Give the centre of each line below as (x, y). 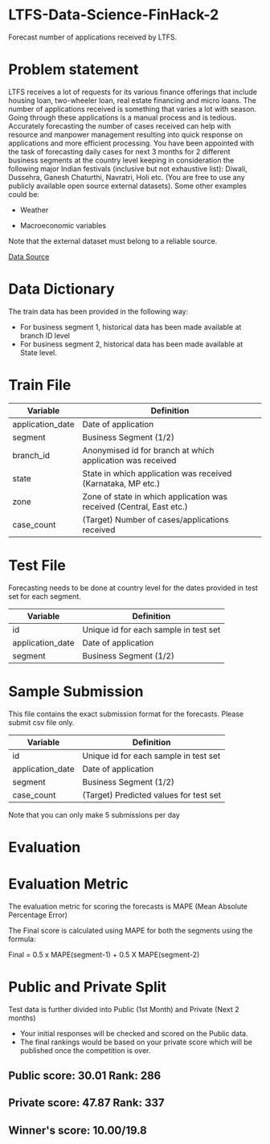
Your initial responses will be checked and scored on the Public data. (134, 1033)
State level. (39, 352)
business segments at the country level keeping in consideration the (121, 160)
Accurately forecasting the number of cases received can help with (120, 125)
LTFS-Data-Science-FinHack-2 (114, 15)
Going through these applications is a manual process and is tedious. (123, 117)
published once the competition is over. (85, 1050)
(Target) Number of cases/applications (155, 519)
